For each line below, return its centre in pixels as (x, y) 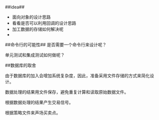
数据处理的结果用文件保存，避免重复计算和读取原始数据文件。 (67, 92)
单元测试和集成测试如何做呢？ (35, 55)
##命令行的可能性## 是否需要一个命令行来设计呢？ (56, 45)
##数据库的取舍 (21, 65)
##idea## (15, 7)
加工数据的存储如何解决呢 (38, 29)
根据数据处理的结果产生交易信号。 (39, 102)
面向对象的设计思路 (31, 17)
